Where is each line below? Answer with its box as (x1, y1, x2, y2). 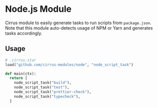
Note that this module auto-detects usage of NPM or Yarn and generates (5, 25, 153, 31)
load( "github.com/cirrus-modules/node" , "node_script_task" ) (5, 62, 134, 67)
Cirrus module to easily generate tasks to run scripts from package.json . (5, 20, 152, 26)
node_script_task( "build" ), (14, 80, 72, 85)
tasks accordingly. (5, 30, 42, 36)
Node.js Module (5, 3, 72, 15)
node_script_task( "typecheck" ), (14, 94, 80, 99)
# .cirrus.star (5, 58, 37, 63)
